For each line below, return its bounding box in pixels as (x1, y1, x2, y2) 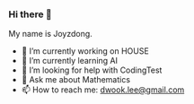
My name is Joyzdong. (8, 29, 93, 39)
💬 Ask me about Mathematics (21, 74, 131, 85)
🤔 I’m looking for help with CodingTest (21, 65, 163, 75)
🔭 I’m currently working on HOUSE (21, 46, 149, 56)
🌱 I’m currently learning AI (21, 56, 119, 66)
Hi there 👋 (8, 8, 53, 21)
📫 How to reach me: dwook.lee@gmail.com (21, 84, 185, 95)
